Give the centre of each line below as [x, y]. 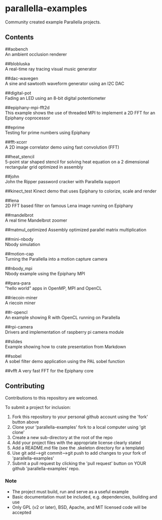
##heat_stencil [20, 156]
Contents [19, 37]
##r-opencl [16, 312]
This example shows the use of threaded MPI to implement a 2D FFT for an [80, 113]
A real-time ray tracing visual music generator [51, 69]
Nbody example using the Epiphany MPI [45, 273]
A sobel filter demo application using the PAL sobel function [65, 361]
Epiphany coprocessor [27, 118]
